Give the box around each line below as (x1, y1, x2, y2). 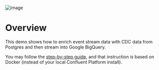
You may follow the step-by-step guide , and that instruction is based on (5, 53, 154, 59)
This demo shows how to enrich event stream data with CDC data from (5, 38, 153, 44)
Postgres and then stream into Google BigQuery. (5, 44, 106, 50)
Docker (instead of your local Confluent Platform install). (5, 59, 123, 65)
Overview (5, 22, 47, 33)
